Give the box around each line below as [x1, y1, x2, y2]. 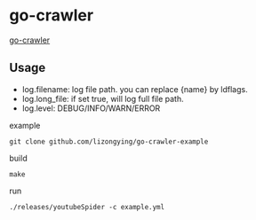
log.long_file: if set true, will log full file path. [21, 93, 184, 104]
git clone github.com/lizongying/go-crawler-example [9, 137, 209, 146]
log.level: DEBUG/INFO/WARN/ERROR [21, 103, 161, 114]
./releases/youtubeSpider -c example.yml [9, 202, 165, 211]
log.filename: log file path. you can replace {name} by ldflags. [21, 83, 248, 94]
